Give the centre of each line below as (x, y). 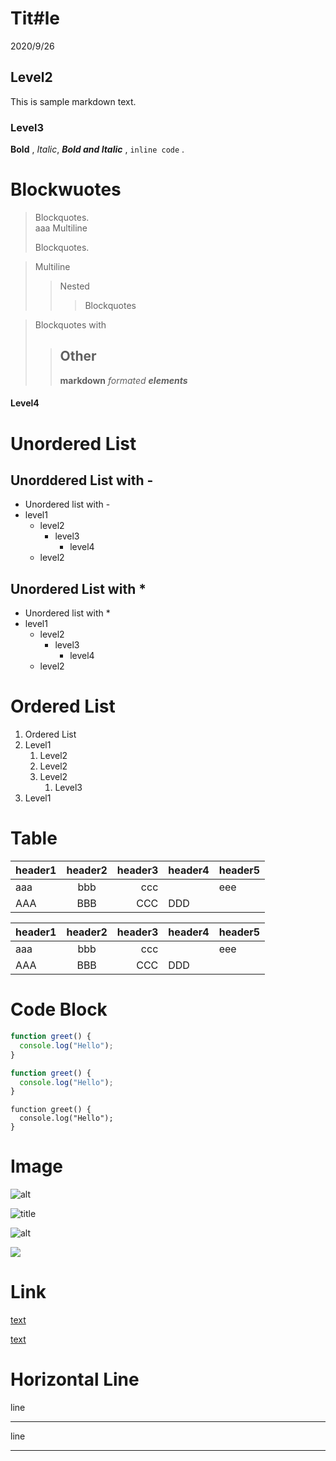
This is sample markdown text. (73, 101)
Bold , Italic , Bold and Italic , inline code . (97, 149)
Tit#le (35, 18)
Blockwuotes (66, 189)
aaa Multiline (61, 228)
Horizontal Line (75, 1379)
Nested (74, 286)
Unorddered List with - (82, 480)
